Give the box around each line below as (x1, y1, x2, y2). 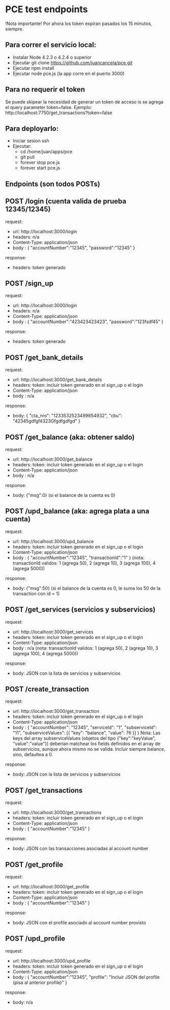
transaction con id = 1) (12, 590, 60, 597)
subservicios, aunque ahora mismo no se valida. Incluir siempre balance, (12, 746, 165, 752)
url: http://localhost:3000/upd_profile (12, 958, 91, 964)
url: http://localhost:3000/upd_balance (12, 538, 94, 544)
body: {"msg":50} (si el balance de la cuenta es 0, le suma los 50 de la (12, 585, 161, 591)
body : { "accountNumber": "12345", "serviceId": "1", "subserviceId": (12, 725, 157, 731)
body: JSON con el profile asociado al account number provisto (12, 920, 146, 926)
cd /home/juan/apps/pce (20, 149, 73, 155)
